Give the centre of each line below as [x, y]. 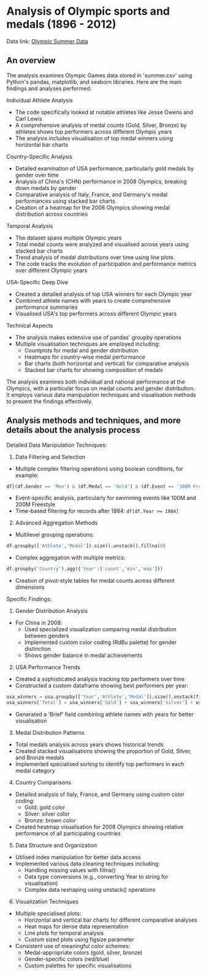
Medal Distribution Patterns [50, 732]
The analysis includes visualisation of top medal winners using [94, 138]
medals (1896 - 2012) [61, 24]
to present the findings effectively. [50, 401]
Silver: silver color [47, 814]
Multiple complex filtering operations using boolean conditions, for [99, 469]
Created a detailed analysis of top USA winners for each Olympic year [104, 294]
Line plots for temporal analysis [64, 933]
